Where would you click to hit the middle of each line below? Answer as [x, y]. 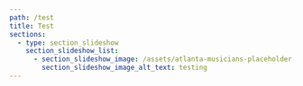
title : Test [32, 26]
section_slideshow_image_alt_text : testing [124, 68]
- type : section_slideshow [68, 43]
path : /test [32, 17]
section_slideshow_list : [72, 51]
